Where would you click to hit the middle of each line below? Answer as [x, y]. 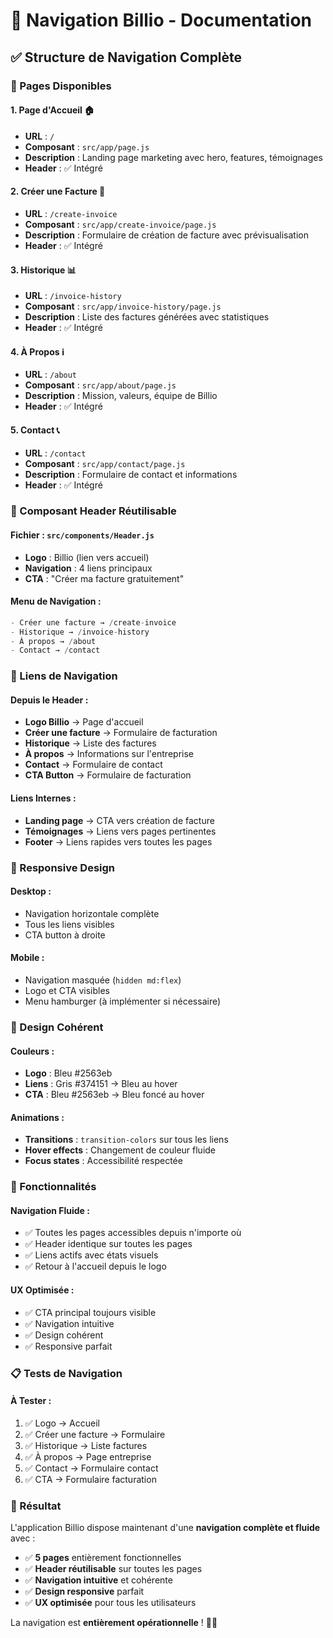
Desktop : [31, 891]
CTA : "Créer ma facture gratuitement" [104, 578]
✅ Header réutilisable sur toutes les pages [113, 1569]
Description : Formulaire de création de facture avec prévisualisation [166, 235]
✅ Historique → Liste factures [86, 1445]
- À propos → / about [53, 641]
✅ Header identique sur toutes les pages [108, 1244]
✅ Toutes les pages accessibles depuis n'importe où [133, 1233]
